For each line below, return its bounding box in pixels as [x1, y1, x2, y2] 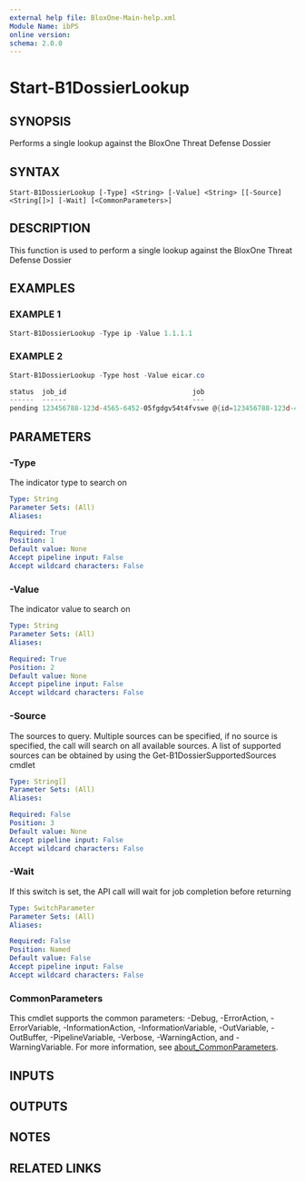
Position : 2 [9, 663, 54, 672]
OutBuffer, [9, 1032, 48, 1043]
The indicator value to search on [9, 604, 131, 615]
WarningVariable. [9, 1041, 74, 1053]
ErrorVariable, [9, 1022, 62, 1033]
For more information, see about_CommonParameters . [75, 1041, 279, 1053]
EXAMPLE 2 [9, 350, 64, 363]
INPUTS [9, 1068, 54, 1083]
